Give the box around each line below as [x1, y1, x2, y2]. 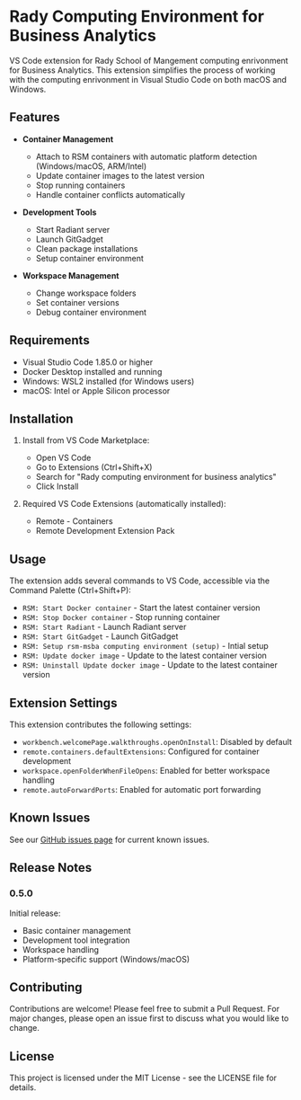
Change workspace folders [35, 288, 137, 298]
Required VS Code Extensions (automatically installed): [22, 499, 226, 510]
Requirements [9, 333, 90, 348]
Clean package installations [35, 243, 138, 253]
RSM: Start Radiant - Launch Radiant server [22, 622, 187, 633]
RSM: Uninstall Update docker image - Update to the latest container [22, 660, 279, 670]
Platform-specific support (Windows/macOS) [22, 954, 190, 964]
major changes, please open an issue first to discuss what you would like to [9, 1013, 289, 1024]
